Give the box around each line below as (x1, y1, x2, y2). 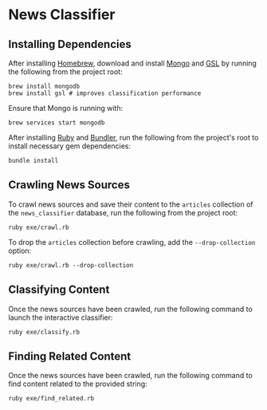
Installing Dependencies (8, 37, 132, 51)
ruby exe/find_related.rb (8, 395, 94, 403)
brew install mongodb (8, 82, 80, 90)
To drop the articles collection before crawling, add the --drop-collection (8, 237, 256, 246)
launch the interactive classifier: (8, 313, 113, 322)
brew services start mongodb (8, 119, 105, 127)
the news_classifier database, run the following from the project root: (8, 207, 238, 217)
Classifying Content (8, 283, 110, 297)
